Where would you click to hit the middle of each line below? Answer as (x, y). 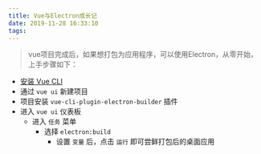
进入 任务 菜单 (54, 122)
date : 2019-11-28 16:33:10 (53, 23)
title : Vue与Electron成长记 (53, 16)
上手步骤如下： (53, 64)
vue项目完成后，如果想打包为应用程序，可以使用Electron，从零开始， (143, 55)
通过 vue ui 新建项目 (54, 91)
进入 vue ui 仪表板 (51, 111)
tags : (17, 30)
